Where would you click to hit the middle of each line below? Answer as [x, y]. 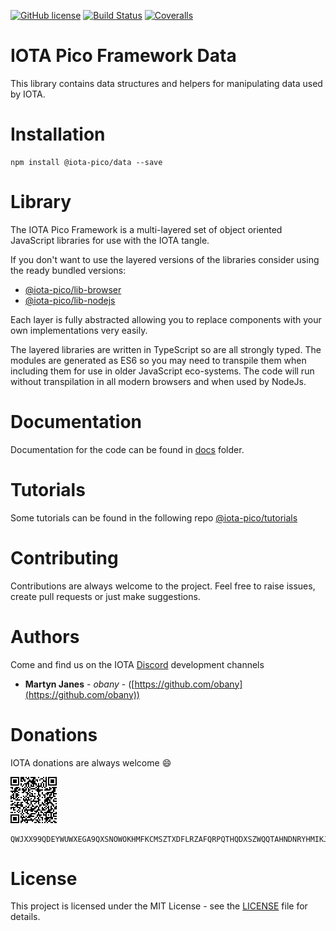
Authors [45, 636]
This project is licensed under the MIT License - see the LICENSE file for [159, 906]
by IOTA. [28, 94]
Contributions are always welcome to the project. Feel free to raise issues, [163, 586]
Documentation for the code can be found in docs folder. [127, 449]
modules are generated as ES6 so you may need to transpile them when [158, 360]
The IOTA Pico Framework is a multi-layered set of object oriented [146, 229]
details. [25, 917]
